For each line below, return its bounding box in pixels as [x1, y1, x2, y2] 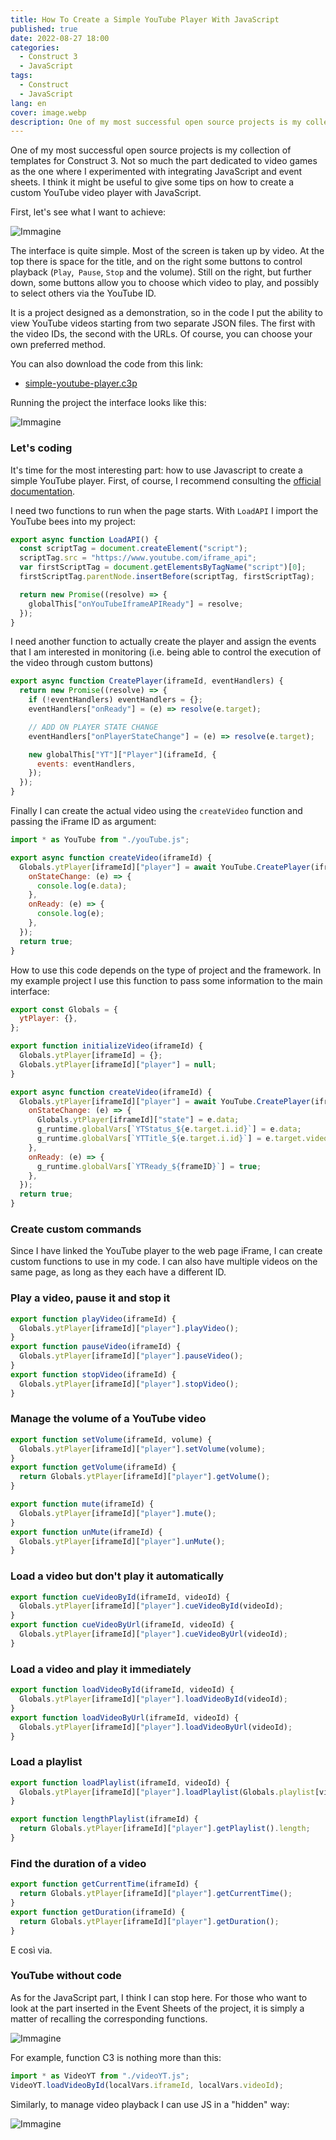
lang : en [10, 98, 47, 108]
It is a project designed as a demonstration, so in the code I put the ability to [10, 307, 323, 319]
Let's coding [10, 441, 73, 455]
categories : [10, 42, 60, 53]
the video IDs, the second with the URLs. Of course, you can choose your [10, 328, 313, 340]
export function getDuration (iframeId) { [10, 1907, 186, 1917]
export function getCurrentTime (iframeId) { [10, 1879, 199, 1890]
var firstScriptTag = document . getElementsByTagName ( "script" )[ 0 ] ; [19, 562, 307, 573]
